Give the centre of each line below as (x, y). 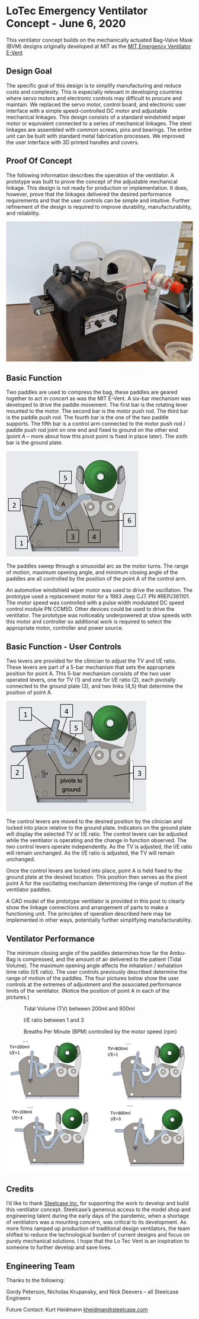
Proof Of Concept (39, 161)
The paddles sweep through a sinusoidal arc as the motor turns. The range (97, 566)
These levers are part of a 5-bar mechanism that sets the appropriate (91, 667)
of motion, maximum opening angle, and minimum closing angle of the (92, 572)
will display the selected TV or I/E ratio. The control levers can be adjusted (97, 834)
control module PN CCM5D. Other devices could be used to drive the (90, 609)
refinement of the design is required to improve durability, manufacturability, (99, 206)
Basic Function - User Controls (64, 647)
